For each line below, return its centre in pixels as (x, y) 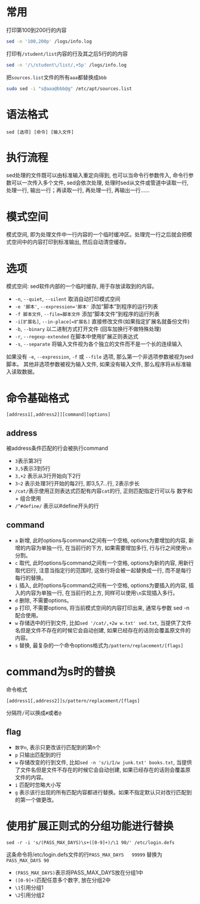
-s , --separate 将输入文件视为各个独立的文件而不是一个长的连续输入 (99, 344)
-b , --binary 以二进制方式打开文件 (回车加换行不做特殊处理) (88, 329)
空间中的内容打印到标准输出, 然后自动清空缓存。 (70, 242)
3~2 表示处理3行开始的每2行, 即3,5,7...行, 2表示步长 (77, 483)
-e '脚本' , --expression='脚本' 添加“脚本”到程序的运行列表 (86, 307)
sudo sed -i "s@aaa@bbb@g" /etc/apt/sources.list (69, 88)
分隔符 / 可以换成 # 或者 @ (34, 713)
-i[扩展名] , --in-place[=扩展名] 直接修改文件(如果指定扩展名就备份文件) (102, 322)
